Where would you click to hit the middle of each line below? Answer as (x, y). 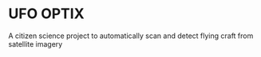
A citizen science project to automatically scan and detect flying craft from (131, 36)
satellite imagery (36, 44)
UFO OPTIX (47, 14)
